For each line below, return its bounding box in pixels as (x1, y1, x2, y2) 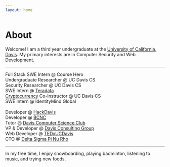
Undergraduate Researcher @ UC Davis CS (5, 76, 96, 82)
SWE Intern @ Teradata (5, 87, 54, 94)
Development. (5, 57, 34, 63)
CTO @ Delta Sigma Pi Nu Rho (5, 136, 68, 142)
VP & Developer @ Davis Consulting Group (5, 125, 95, 131)
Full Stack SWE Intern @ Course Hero (5, 71, 83, 77)
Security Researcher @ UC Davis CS (5, 82, 81, 88)
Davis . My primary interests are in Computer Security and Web (5, 51, 136, 57)
